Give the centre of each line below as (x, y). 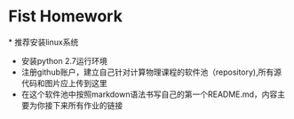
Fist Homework (66, 16)
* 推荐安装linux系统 (44, 42)
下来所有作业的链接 (87, 105)
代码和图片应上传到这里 (64, 83)
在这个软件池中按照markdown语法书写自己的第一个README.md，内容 (149, 94)
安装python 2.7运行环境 (64, 60)
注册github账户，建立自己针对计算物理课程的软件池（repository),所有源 (151, 72)
